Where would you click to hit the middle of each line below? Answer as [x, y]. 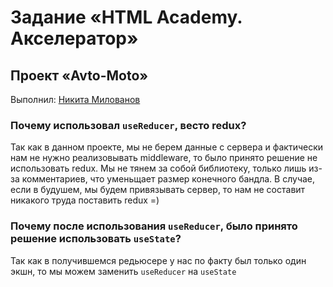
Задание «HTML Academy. [126, 17]
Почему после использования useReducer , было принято [154, 226]
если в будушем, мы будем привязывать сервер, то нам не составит [158, 190]
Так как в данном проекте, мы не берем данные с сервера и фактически [167, 147]
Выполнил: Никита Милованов [75, 99]
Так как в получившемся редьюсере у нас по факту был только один [158, 260]
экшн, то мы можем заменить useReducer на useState [123, 271]
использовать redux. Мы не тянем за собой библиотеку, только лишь [158, 168]
